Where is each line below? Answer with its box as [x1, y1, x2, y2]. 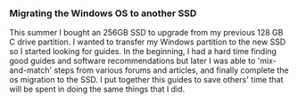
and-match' [9, 65, 53, 75]
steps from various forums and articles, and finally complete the [54, 65, 289, 75]
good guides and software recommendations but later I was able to [9, 56, 256, 67]
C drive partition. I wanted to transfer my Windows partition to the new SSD [9, 36, 286, 47]
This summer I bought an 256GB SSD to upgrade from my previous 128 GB [9, 28, 284, 38]
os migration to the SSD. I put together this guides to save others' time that [9, 75, 284, 85]
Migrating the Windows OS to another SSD [9, 7, 197, 20]
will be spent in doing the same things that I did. [9, 83, 186, 95]
